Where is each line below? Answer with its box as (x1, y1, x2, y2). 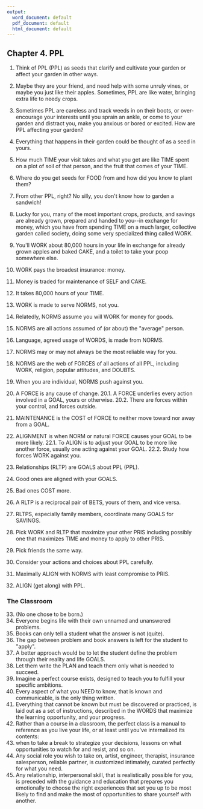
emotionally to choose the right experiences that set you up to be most (15, 784, 192, 791)
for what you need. (15, 765, 63, 772)
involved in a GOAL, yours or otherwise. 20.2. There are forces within (15, 396, 187, 404)
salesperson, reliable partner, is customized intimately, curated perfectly (15, 759, 195, 766)
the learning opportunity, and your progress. (15, 713, 126, 721)
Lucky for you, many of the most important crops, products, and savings (15, 211, 195, 218)
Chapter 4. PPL (7, 48, 64, 58)
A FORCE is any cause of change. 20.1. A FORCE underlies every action (15, 390, 193, 397)
